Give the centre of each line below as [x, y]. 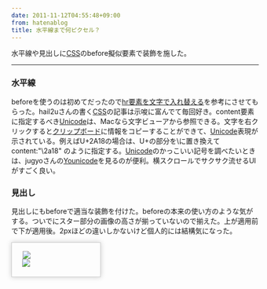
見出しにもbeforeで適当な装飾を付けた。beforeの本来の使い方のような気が [132, 211]
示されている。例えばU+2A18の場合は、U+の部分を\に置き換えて [116, 141]
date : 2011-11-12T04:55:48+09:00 [66, 15]
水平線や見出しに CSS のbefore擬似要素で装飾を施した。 [101, 53]
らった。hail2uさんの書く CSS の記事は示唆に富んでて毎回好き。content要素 [133, 112]
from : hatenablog [40, 23]
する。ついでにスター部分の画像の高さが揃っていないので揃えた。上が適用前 [135, 221]
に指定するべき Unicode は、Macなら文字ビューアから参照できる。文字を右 [132, 121]
